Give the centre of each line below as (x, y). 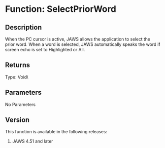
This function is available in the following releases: (56, 132)
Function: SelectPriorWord (61, 9)
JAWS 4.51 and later (33, 141)
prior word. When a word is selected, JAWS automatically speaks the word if (83, 44)
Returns (18, 65)
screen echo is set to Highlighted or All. (45, 50)
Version (17, 120)
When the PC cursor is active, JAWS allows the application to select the (78, 39)
